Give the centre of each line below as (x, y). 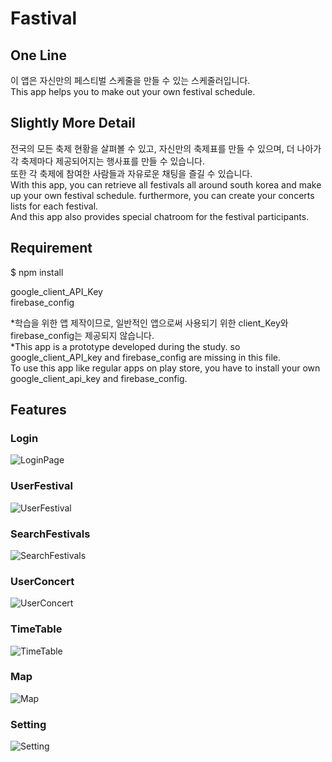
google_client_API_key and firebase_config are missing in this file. (145, 357)
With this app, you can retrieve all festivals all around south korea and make (166, 184)
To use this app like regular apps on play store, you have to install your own (165, 368)
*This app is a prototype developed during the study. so (125, 346)
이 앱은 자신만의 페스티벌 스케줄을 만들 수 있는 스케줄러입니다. (130, 80)
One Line (38, 55)
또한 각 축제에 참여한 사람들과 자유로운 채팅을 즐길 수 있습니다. (131, 173)
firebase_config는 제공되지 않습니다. (82, 335)
